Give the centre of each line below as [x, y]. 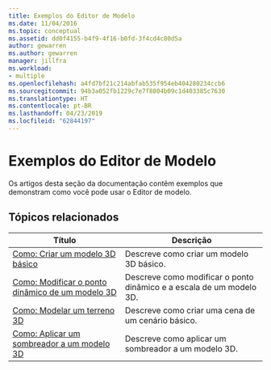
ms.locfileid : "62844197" [52, 121]
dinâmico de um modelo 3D [65, 292]
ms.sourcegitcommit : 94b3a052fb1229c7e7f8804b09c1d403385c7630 [117, 91]
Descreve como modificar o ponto [189, 277]
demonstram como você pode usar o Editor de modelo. [100, 191]
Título [65, 240]
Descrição [192, 240]
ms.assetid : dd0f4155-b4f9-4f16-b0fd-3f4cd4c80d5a [95, 38]
